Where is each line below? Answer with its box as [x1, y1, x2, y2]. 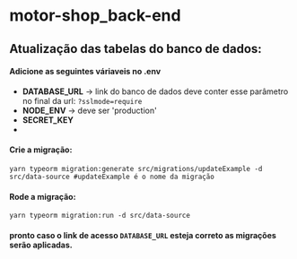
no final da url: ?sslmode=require [22, 95, 143, 106]
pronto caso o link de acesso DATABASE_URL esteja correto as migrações [9, 229, 276, 240]
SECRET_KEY [22, 114, 74, 125]
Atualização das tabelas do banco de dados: [9, 41, 262, 56]
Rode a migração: [9, 191, 76, 202]
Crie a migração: [9, 144, 73, 155]
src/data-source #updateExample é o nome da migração [9, 172, 215, 181]
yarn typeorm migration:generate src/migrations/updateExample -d [9, 164, 263, 173]
